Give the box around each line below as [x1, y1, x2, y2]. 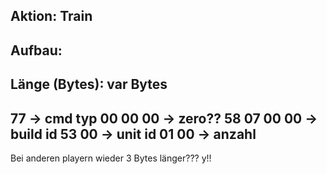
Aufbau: [10, 42, 63, 59]
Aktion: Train [10, 8, 93, 25]
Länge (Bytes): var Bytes [10, 76, 168, 93]
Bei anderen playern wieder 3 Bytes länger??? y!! [10, 152, 212, 164]
